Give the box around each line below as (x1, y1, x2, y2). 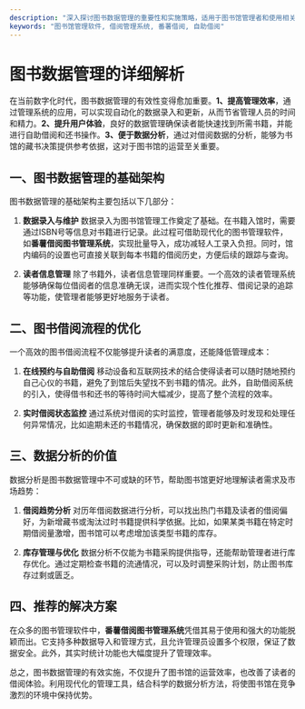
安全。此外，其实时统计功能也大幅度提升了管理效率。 (16, 647, 216, 658)
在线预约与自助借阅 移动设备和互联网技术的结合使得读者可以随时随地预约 (22, 365, 296, 377)
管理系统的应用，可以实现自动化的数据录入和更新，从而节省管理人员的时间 (16, 106, 296, 118)
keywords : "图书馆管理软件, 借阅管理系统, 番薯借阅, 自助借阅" (9, 22, 225, 31)
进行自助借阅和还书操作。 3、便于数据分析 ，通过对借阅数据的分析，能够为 (9, 129, 286, 141)
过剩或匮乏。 (30, 569, 79, 580)
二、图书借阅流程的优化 (9, 320, 141, 336)
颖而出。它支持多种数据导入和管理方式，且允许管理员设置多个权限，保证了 (9, 635, 288, 646)
